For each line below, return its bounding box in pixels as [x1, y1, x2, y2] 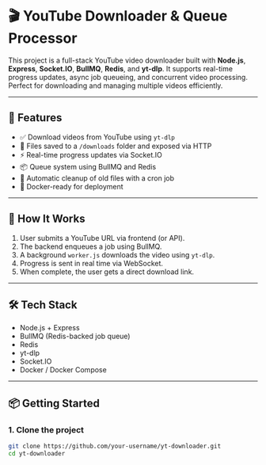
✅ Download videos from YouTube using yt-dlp [19, 132, 176, 142]
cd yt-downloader [8, 449, 66, 457]
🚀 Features [8, 111, 63, 124]
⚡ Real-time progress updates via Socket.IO [19, 150, 162, 159]
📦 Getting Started [8, 396, 101, 410]
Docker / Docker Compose [19, 365, 107, 375]
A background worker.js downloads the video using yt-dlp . [19, 250, 215, 259]
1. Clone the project [8, 424, 85, 435]
